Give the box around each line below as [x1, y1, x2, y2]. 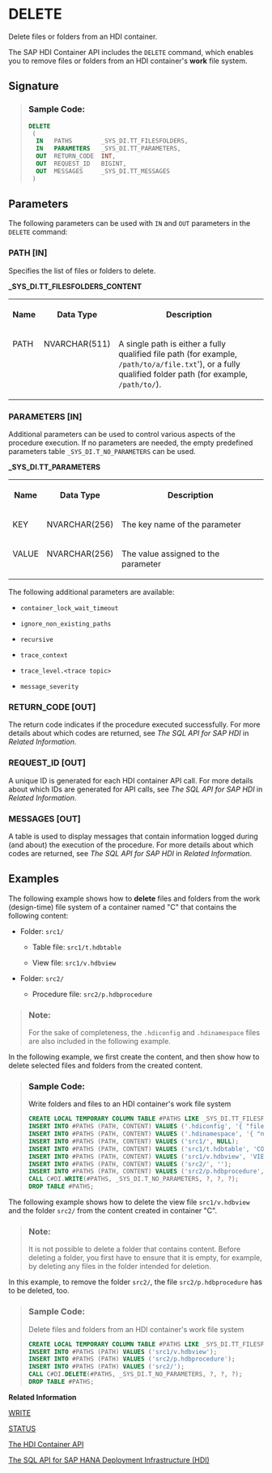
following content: [8, 911, 69, 920]
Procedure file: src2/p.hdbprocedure [32, 989, 153, 999]
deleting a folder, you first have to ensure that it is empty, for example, [28, 1253, 262, 1263]
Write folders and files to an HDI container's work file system [28, 1099, 232, 1109]
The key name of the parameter [121, 519, 241, 530]
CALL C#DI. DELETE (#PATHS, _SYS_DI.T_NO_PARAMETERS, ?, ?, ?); [28, 1370, 243, 1378]
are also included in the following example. [28, 1037, 172, 1046]
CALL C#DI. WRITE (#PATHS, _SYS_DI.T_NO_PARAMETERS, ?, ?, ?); [28, 1175, 240, 1183]
